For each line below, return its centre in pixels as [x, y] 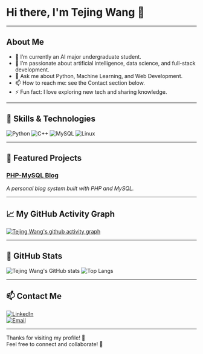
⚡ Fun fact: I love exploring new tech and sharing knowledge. [91, 92]
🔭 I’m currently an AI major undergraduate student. [78, 56]
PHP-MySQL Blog [33, 175]
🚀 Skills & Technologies [51, 119]
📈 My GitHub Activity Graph [61, 214]
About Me [25, 42]
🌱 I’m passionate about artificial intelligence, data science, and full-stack [105, 63]
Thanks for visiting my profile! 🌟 [46, 338]
